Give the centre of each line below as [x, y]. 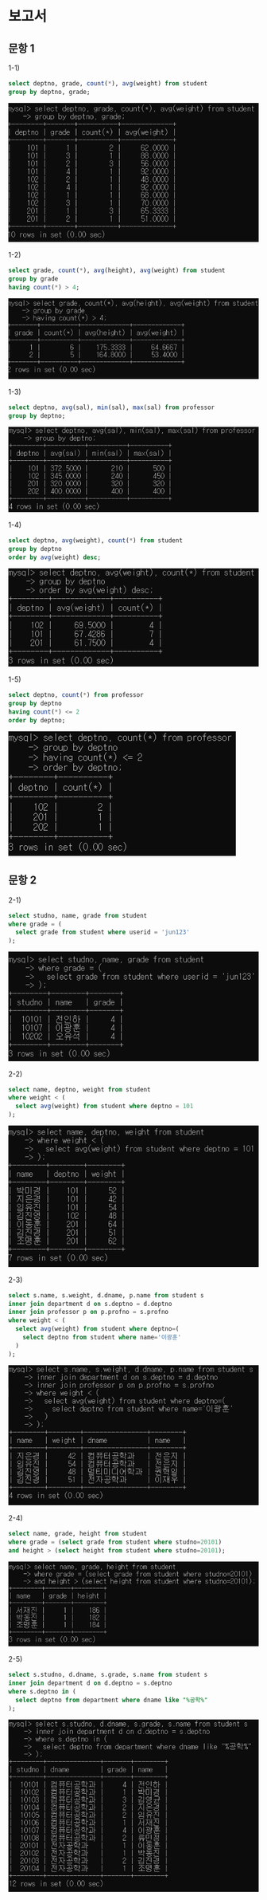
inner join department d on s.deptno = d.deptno [90, 1304]
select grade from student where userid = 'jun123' [103, 932]
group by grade [33, 279]
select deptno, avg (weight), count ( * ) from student [95, 541]
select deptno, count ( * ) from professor [76, 695]
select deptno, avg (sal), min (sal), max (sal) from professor [112, 407]
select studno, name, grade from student [78, 915]
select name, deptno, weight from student [79, 1089]
